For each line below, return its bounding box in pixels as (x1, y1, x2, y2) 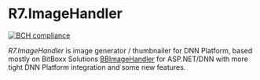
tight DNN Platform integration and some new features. (8, 62, 186, 71)
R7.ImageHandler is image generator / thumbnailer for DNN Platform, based (8, 45, 253, 55)
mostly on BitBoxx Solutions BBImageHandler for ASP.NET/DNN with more (8, 54, 249, 64)
